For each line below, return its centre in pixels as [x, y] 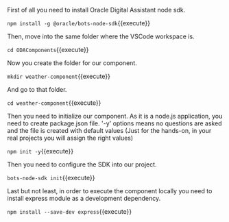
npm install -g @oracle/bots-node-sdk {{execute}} [79, 23]
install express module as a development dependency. [84, 198]
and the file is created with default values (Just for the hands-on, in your [109, 131]
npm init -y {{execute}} [40, 151]
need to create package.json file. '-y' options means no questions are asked [114, 123]
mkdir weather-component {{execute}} [59, 76]
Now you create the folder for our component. [72, 63]
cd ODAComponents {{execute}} [48, 50]
